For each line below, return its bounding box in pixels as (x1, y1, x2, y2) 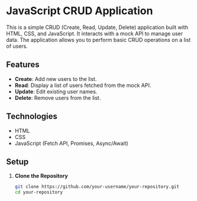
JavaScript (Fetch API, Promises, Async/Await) (14, 140, 128, 147)
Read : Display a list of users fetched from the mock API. (14, 82, 151, 89)
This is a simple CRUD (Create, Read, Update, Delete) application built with (6, 24, 188, 31)
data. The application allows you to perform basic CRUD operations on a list (6, 36, 191, 43)
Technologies (6, 111, 58, 122)
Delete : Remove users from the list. (14, 94, 101, 101)
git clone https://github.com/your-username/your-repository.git (14, 184, 179, 190)
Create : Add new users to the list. (14, 75, 97, 82)
